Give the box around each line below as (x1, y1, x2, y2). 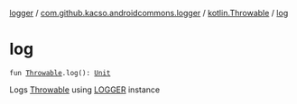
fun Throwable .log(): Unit (9, 68, 111, 77)
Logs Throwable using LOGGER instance (9, 84, 161, 95)
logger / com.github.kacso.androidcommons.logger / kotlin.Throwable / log (9, 8, 289, 18)
